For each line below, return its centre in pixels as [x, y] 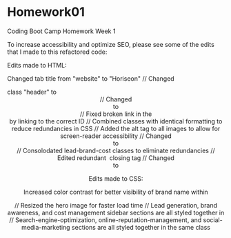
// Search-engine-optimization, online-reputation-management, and [106, 220]
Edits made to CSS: [116, 178]
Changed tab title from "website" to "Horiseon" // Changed [91, 78]
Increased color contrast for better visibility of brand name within [116, 192]
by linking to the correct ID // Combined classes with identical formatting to [116, 121]
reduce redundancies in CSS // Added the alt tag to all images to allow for [116, 128]
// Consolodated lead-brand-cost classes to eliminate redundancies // [116, 150]
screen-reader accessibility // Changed [116, 136]
